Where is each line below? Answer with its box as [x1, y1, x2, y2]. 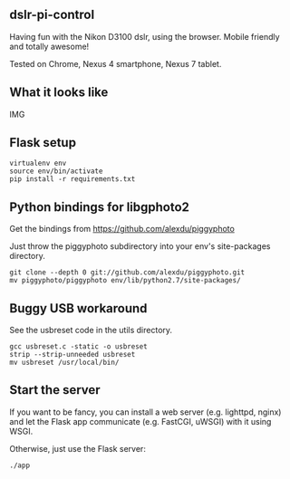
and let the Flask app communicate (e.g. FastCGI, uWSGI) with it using [9, 416, 272, 426]
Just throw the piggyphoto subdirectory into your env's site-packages [9, 241, 271, 252]
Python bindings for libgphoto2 [9, 199, 190, 215]
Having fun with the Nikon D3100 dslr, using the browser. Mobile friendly [9, 31, 280, 42]
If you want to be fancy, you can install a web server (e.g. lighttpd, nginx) [9, 407, 282, 417]
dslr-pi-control [9, 7, 95, 23]
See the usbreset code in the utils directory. [9, 325, 173, 336]
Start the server [9, 382, 101, 398]
